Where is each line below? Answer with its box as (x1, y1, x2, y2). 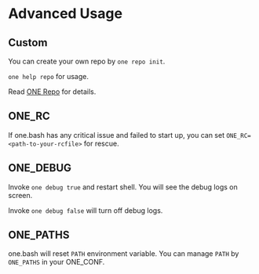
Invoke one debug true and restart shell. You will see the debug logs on (8, 182, 238, 192)
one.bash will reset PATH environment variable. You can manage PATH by (8, 249, 239, 258)
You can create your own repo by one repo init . (8, 56, 166, 66)
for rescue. (83, 139, 119, 148)
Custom (8, 36, 48, 49)
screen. (8, 190, 33, 200)
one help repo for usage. (8, 72, 89, 81)
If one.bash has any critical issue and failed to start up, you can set (8, 130, 225, 139)
